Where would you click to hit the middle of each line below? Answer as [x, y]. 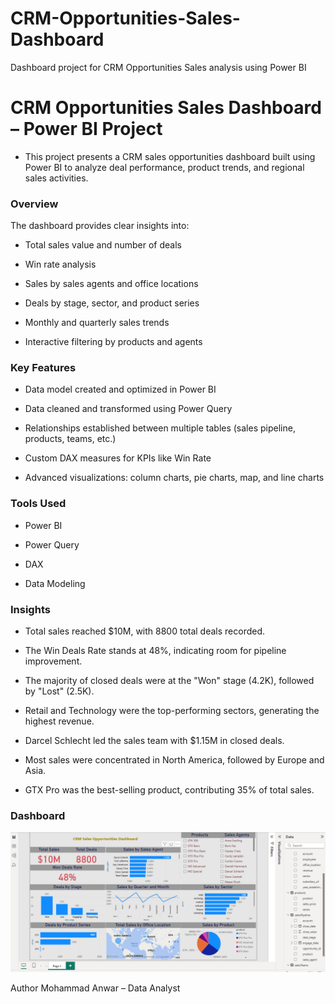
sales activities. [56, 178]
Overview [34, 204]
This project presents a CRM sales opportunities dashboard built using [170, 156]
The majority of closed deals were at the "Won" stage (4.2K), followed [169, 681]
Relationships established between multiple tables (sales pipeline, [160, 428]
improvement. [53, 661]
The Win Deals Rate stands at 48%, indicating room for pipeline [155, 651]
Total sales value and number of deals [103, 245]
